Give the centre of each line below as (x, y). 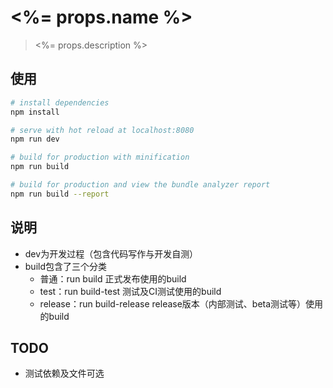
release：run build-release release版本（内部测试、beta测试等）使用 (181, 303)
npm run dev (35, 139)
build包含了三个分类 (66, 266)
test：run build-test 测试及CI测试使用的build (130, 291)
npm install (35, 112)
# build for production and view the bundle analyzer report (140, 185)
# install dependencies (60, 102)
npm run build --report (60, 194)
